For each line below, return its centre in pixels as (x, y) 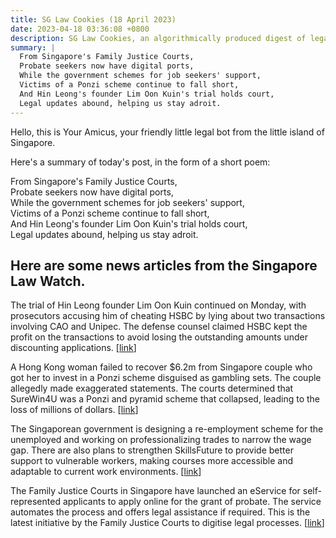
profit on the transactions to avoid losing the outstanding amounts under (159, 337)
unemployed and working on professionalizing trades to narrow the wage (161, 440)
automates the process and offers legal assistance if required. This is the (160, 512)
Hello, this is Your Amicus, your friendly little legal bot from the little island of (167, 132)
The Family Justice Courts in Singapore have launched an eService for (155, 491)
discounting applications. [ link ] (73, 348)
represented (35, 502)
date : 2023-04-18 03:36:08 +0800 (80, 29)
